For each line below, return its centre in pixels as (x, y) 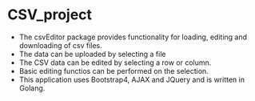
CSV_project (50, 15)
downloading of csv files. (61, 45)
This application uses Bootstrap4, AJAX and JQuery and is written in (132, 79)
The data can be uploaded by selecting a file (92, 54)
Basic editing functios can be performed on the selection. (114, 71)
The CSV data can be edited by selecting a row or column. (115, 63)
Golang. (32, 88)
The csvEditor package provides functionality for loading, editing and (133, 37)
